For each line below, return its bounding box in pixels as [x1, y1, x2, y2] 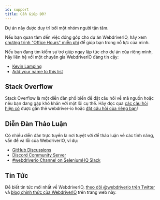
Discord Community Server [12, 152, 67, 158]
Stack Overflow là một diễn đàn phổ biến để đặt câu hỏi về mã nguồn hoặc [5, 95, 154, 101]
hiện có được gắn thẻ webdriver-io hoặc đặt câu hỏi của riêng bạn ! [5, 106, 138, 111]
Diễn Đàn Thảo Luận [5, 120, 67, 128]
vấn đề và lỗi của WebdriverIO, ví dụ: [5, 138, 78, 143]
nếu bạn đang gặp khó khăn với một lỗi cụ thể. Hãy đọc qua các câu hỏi [5, 100, 148, 107]
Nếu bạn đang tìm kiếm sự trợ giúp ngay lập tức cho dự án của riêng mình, [5, 49, 153, 55]
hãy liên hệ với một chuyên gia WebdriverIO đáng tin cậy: [5, 54, 119, 60]
